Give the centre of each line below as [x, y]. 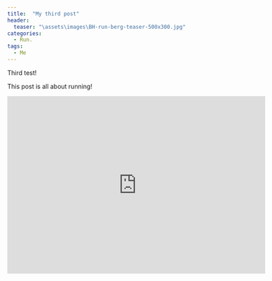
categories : [24, 33]
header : [19, 20]
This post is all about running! [50, 86]
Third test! [22, 73]
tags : [15, 46]
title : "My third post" [43, 14]
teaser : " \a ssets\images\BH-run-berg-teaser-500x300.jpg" [100, 27]
